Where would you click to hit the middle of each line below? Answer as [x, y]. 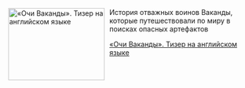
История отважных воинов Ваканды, [171, 12]
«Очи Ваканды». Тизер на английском [174, 44]
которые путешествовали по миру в [170, 20]
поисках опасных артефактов [159, 29]
